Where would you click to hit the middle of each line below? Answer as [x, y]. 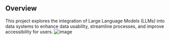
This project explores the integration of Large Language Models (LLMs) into [85, 21]
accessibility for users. [29, 32]
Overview [21, 8]
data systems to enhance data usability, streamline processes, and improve [85, 26]
